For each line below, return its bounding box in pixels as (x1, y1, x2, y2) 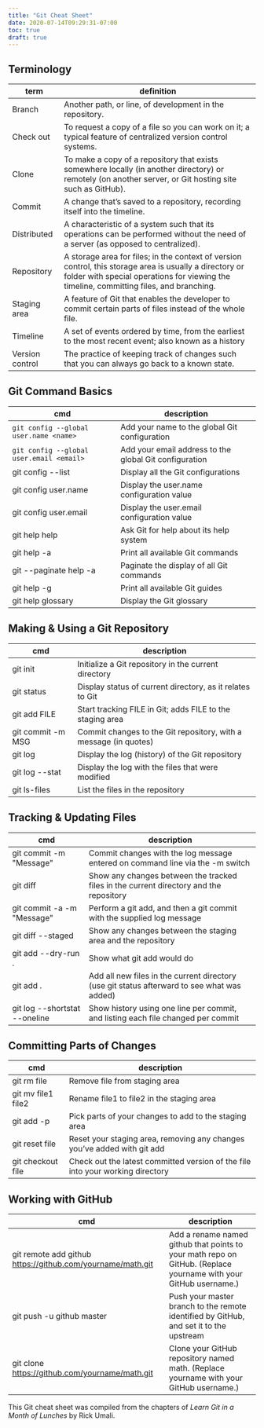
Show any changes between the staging (88, 925, 237, 936)
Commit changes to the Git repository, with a (77, 726, 242, 737)
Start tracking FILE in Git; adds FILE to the (77, 704, 230, 715)
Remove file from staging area (68, 1075, 180, 1086)
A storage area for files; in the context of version (64, 251, 242, 262)
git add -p (12, 1116, 50, 1127)
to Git (77, 690, 97, 701)
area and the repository (88, 935, 175, 946)
